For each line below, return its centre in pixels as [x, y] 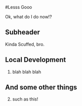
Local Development [36, 60]
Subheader [23, 32]
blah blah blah [26, 72]
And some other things [41, 87]
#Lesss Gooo [19, 7]
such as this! [25, 99]
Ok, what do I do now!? [29, 17]
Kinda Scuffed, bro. [25, 44]
